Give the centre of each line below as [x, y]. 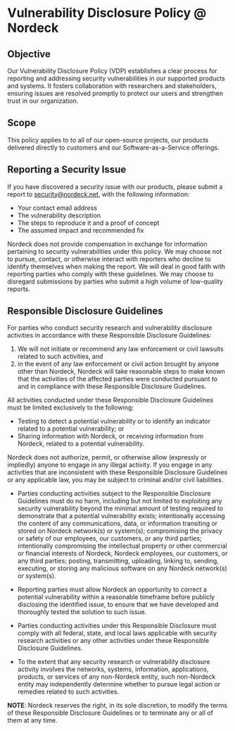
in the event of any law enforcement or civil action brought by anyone [118, 364]
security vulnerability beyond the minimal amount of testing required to [120, 508]
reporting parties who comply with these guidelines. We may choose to [110, 274]
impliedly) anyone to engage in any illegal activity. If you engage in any [110, 465]
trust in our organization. [43, 101]
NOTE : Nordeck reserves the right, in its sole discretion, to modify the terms [117, 706]
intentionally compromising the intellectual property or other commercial [122, 546]
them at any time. [32, 720]
